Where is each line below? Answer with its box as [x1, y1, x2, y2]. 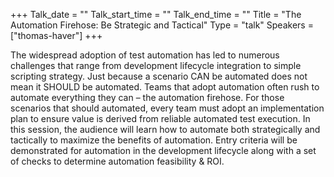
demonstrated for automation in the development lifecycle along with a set [10, 145, 317, 156]
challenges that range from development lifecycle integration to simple [10, 60, 302, 71]
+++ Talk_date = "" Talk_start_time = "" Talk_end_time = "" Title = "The [10, 9, 302, 20]
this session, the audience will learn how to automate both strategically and [10, 124, 321, 135]
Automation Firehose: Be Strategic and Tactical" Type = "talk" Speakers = [10, 19, 314, 31]
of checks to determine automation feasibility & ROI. [10, 155, 225, 167]
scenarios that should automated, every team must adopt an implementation [10, 102, 325, 114]
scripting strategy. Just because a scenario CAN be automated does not [10, 70, 308, 82]
